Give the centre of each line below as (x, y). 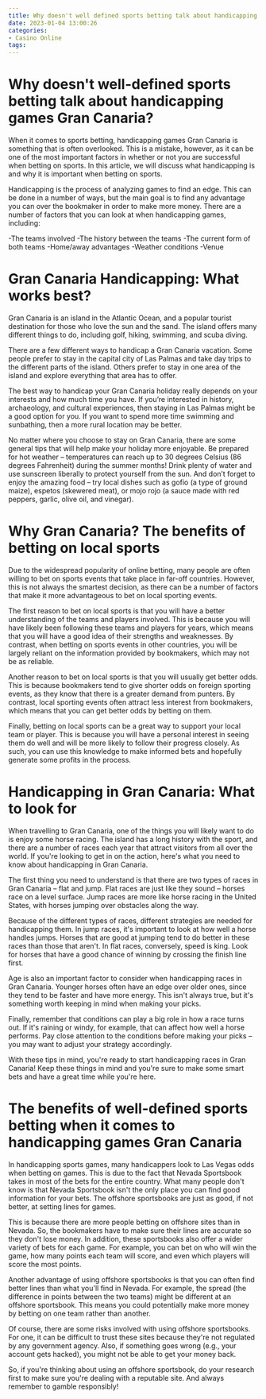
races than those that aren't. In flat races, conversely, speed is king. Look (128, 945)
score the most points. (45, 1264)
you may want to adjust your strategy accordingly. (90, 1044)
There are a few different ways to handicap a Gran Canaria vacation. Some (130, 350)
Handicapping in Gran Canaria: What (132, 792)
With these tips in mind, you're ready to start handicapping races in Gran (127, 1059)
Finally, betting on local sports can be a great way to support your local (124, 726)
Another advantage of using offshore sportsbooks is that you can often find (132, 1279)
